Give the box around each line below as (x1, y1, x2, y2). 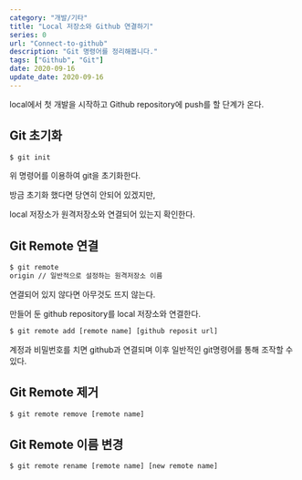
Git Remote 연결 (9, 238, 99, 253)
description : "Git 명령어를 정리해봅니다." (9, 47, 158, 56)
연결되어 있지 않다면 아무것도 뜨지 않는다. (9, 289, 156, 300)
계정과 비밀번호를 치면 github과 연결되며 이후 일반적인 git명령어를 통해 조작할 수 (9, 343, 294, 355)
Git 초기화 (9, 128, 63, 144)
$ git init (9, 152, 51, 162)
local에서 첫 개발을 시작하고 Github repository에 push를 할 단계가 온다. (9, 98, 265, 109)
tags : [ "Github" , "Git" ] (9, 56, 104, 65)
